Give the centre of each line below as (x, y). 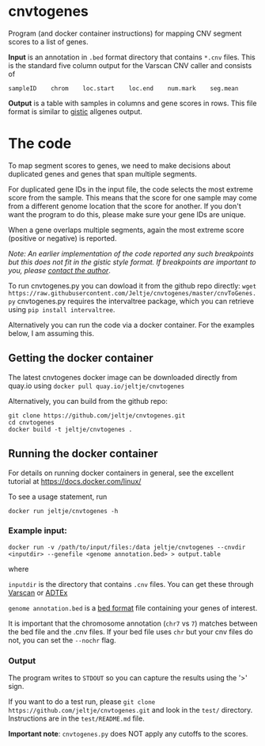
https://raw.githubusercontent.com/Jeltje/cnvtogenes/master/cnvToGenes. (132, 293)
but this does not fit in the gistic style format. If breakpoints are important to (132, 262)
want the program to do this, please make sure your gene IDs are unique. (127, 214)
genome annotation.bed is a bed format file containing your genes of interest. (133, 607)
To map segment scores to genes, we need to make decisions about (119, 166)
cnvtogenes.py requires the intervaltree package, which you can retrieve (136, 301)
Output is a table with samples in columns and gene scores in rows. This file (132, 103)
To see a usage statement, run (58, 497)
